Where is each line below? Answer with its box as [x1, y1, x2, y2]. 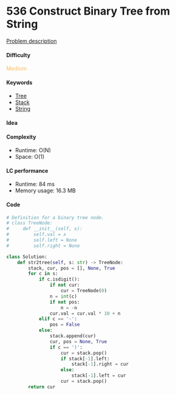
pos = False [49, 321, 80, 328]
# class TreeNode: [6, 220, 53, 226]
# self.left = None [6, 237, 78, 243]
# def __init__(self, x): [6, 226, 83, 232]
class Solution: [6, 254, 47, 260]
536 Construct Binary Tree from [6, 4, 171, 18]
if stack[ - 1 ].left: [60, 355, 110, 362]
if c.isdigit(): [38, 276, 80, 282]
